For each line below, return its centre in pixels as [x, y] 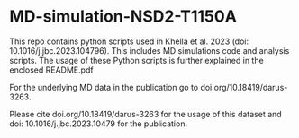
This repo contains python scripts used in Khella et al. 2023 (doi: [129, 41]
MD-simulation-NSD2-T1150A [123, 17]
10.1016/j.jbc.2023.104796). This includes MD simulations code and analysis [149, 50]
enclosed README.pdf [51, 70]
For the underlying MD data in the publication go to [104, 87]
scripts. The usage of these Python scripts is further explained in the [136, 60]
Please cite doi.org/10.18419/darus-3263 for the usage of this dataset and [145, 114]
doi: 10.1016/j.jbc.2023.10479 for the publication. [98, 124]
